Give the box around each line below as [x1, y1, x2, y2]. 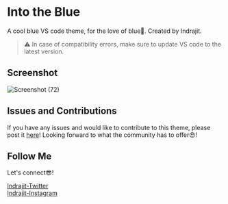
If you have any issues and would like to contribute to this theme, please [7, 123, 211, 131]
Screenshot [7, 67, 58, 79]
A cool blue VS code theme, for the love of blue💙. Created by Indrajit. [7, 27, 202, 35]
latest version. [23, 47, 64, 55]
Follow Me [7, 150, 52, 162]
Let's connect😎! [7, 168, 54, 177]
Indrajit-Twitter [7, 182, 49, 190]
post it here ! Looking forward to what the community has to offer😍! [7, 131, 197, 139]
